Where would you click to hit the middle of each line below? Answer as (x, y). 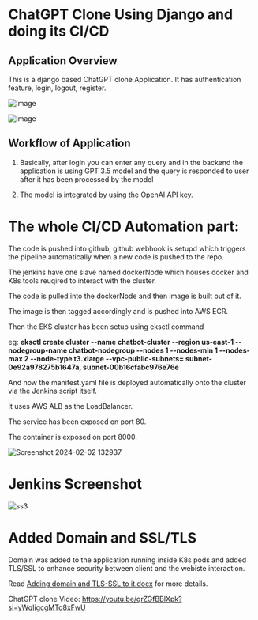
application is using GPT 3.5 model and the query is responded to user (134, 171)
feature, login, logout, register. (57, 88)
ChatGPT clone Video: (44, 599)
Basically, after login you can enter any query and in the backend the (131, 162)
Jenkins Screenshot (75, 484)
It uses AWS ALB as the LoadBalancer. (71, 406)
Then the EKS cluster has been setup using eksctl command (106, 327)
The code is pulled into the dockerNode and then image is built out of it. (125, 296)
